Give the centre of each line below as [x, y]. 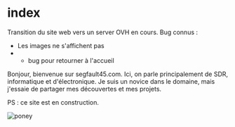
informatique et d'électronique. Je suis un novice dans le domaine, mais [111, 81]
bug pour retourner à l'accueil [71, 60]
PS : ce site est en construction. [53, 102]
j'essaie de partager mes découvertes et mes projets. [85, 89]
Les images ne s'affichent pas [61, 45]
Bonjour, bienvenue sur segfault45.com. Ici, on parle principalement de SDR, [118, 74]
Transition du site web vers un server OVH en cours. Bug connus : [103, 32]
